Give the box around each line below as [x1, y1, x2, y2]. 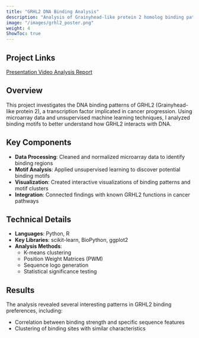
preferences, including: [6, 307, 63, 314]
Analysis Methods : [14, 243, 62, 250]
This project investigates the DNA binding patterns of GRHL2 [6, 101, 155, 109]
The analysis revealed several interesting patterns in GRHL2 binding [6, 301, 172, 308]
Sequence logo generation [23, 262, 89, 269]
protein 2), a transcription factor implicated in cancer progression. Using [15, 107, 192, 114]
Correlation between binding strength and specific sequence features [14, 318, 185, 326]
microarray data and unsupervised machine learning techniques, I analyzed [6, 114, 191, 121]
